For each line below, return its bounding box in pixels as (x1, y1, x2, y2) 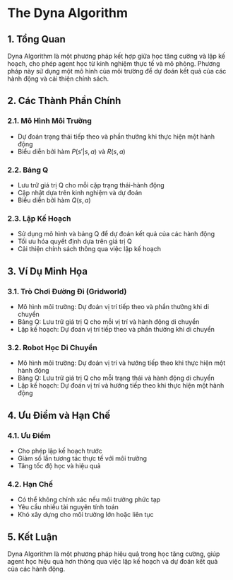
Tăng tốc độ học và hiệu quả (17, 461, 101, 470)
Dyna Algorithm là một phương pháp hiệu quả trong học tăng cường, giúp (7, 550, 220, 558)
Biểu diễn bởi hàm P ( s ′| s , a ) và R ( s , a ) (17, 147, 126, 156)
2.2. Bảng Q (7, 165, 49, 175)
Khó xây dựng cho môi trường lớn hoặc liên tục (17, 511, 154, 519)
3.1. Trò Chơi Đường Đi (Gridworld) (7, 286, 127, 296)
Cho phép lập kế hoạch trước (17, 446, 102, 455)
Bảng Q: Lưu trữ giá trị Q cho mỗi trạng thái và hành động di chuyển (17, 373, 215, 383)
